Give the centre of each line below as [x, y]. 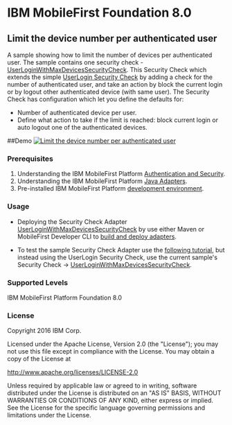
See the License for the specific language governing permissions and [106, 408]
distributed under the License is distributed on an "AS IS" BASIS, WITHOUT [114, 393]
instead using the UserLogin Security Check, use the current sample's [117, 257]
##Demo [20, 141]
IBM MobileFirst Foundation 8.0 [99, 13]
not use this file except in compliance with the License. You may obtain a [111, 352]
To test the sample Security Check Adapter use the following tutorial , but [121, 250]
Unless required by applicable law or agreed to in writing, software [102, 385]
